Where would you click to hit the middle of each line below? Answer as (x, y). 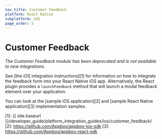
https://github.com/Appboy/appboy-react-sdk (51, 132)
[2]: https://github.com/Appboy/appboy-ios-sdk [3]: (57, 126)
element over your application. (36, 92)
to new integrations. (25, 66)
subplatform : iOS (23, 19)
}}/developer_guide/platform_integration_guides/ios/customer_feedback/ (79, 121)
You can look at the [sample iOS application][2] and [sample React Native (79, 101)
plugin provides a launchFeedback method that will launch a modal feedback (81, 86)
